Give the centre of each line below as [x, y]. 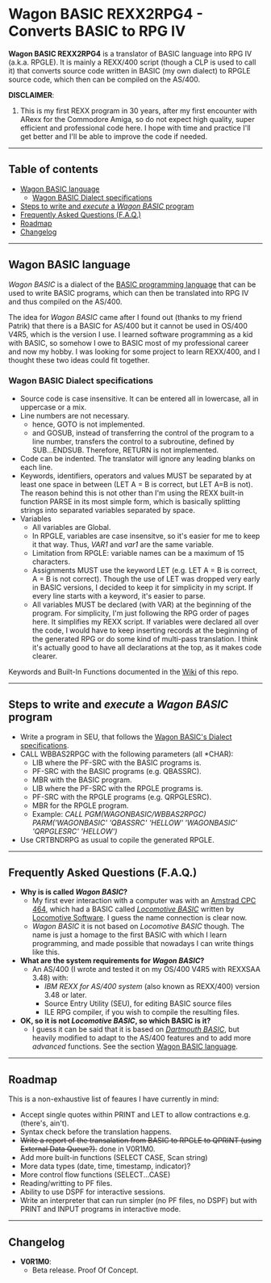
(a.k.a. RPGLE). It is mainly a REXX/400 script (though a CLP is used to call [132, 62]
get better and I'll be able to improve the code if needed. [114, 136]
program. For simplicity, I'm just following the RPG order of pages [141, 613]
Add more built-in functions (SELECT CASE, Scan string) [114, 1158]
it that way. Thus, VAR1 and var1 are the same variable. [123, 544]
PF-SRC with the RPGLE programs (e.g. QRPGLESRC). [122, 797]
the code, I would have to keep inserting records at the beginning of [145, 630]
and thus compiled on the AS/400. [65, 301]
